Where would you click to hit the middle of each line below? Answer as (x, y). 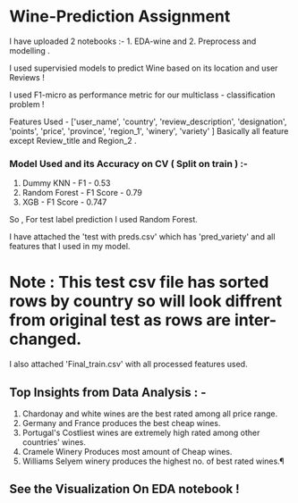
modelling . (30, 50)
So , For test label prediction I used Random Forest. (104, 220)
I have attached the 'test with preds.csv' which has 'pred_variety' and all (142, 237)
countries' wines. (54, 442)
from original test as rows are (120, 320)
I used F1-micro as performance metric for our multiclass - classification (142, 95)
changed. (46, 339)
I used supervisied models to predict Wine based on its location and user (144, 68)
